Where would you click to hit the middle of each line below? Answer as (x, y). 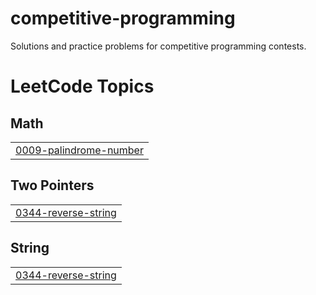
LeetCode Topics (82, 86)
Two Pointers (52, 185)
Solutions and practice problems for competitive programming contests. (158, 46)
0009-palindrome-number (79, 150)
